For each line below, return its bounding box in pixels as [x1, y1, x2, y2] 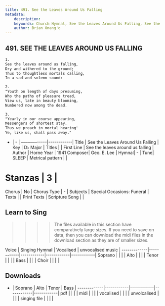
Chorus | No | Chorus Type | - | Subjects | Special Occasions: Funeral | [5, 189, 149, 195]
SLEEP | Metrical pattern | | [12, 155, 68, 161]
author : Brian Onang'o [14, 26, 61, 31]
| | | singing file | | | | [12, 295, 53, 301]
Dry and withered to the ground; [5, 66, 74, 71]
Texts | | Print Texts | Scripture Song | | [5, 194, 84, 200]
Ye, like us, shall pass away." [5, 130, 72, 135]
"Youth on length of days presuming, [5, 89, 83, 94]
